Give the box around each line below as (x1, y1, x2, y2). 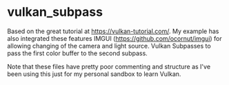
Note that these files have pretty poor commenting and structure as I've (7, 62, 211, 70)
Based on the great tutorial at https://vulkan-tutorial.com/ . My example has (7, 27, 219, 35)
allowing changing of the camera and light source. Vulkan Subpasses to (7, 41, 212, 50)
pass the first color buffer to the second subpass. (7, 49, 148, 57)
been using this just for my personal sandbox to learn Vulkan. (7, 70, 181, 78)
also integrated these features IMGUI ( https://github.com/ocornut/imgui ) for (7, 34, 222, 42)
